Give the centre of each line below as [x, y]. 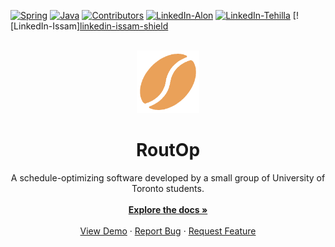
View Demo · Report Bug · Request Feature [168, 231]
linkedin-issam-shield [124, 26]
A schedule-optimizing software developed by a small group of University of [168, 177]
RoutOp [168, 150]
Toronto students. [168, 188]
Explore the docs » [168, 209]
